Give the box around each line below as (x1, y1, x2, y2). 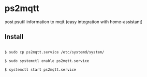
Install (4, 33, 24, 41)
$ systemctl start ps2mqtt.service (4, 67, 76, 72)
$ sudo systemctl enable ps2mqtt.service (4, 58, 89, 63)
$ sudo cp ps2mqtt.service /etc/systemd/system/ (4, 50, 104, 54)
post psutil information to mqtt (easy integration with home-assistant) (4, 19, 143, 25)
